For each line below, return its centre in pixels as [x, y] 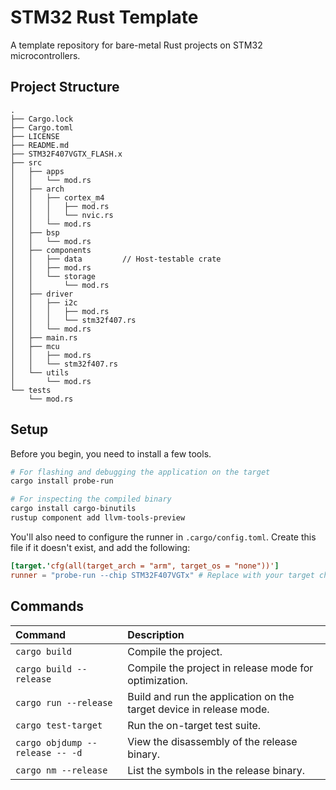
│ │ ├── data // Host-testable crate [116, 259]
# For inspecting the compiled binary [91, 499]
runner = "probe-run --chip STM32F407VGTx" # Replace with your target [162, 575]
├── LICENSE [35, 136]
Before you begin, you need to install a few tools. [111, 453]
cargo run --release [64, 702]
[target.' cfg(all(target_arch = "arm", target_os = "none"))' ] [145, 566]
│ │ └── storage [53, 276]
